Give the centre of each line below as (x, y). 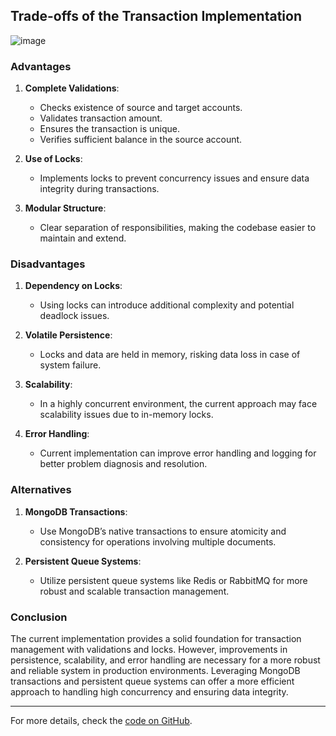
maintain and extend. (83, 238)
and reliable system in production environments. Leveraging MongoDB (155, 670)
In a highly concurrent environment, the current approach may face (178, 404)
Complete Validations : (72, 88)
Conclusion (39, 617)
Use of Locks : (53, 159)
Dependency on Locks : (73, 286)
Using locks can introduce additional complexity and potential (167, 305)
